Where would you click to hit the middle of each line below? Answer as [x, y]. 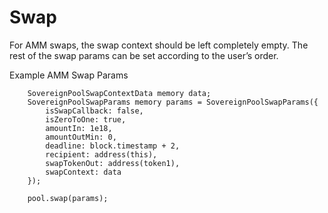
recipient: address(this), [101, 154]
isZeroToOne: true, [86, 119]
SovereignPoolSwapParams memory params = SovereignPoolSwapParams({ [173, 102]
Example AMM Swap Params [69, 75]
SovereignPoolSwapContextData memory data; [119, 93]
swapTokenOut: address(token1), [113, 163]
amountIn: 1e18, [79, 128]
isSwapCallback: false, [94, 111]
